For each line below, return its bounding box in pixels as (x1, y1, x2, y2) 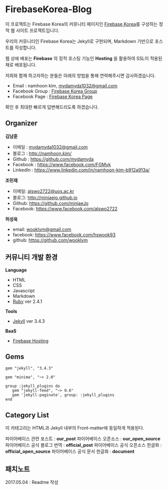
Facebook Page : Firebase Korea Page (12, 93, 93, 100)
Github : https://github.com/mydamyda (12, 156, 94, 162)
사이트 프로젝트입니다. (16, 27, 60, 34)
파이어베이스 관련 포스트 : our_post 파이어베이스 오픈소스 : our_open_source (5, 436, 161, 442)
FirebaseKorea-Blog (5, 4, 92, 15)
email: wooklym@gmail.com (12, 226, 72, 232)
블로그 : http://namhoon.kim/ (12, 150, 72, 156)
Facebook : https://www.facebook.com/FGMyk (12, 161, 111, 167)
